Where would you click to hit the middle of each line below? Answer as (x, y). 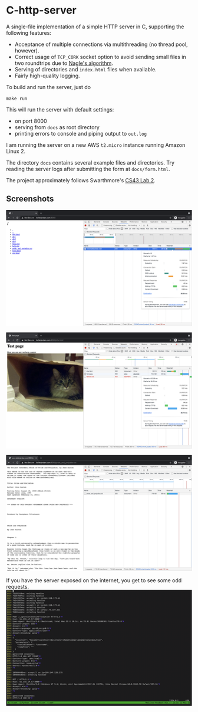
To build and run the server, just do (49, 87)
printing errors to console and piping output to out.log (81, 133)
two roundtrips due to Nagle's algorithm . (64, 63)
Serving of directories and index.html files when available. (86, 69)
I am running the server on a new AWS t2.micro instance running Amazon (96, 145)
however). (27, 50)
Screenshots (30, 199)
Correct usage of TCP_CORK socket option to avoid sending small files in (100, 57)
